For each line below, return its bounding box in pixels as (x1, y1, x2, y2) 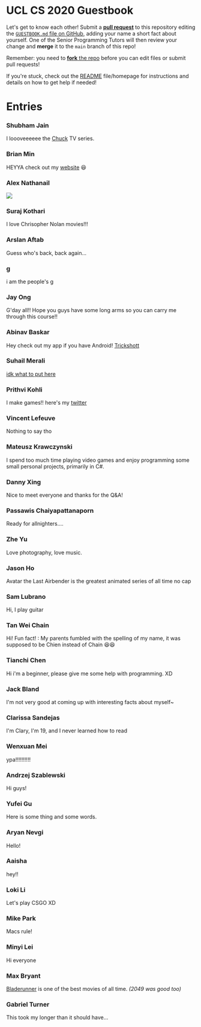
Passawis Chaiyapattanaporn (6, 506, 94, 515)
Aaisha (6, 857, 27, 865)
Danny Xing (6, 477, 41, 486)
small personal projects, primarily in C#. (6, 462, 105, 470)
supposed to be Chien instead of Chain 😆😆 (6, 641, 115, 648)
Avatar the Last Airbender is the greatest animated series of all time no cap (6, 577, 191, 584)
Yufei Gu (6, 799, 32, 808)
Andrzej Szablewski (6, 771, 66, 779)
